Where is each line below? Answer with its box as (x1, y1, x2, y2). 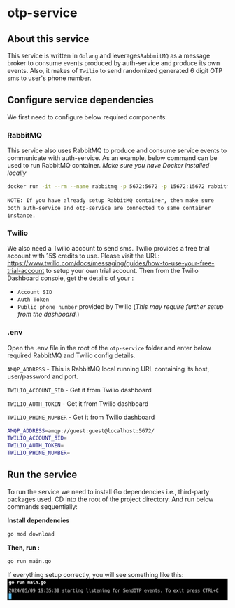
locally (7, 168, 27, 177)
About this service (7, 33, 90, 45)
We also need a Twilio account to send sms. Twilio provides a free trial (7, 244, 210, 253)
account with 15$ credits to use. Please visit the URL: (7, 251, 160, 260)
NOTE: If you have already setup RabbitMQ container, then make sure (7, 197, 215, 204)
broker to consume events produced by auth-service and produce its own (7, 59, 220, 67)
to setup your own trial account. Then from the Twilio (45, 267, 199, 275)
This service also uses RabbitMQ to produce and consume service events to (7, 146, 227, 155)
